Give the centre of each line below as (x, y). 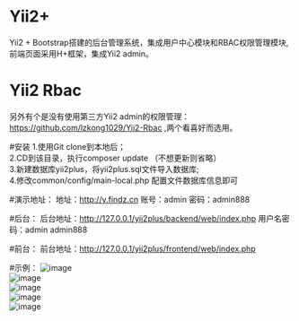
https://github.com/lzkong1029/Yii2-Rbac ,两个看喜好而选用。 (123, 127)
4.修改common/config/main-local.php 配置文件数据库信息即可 (123, 180)
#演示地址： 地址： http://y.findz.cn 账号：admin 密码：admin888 (130, 199)
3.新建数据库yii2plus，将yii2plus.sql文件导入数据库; (104, 169)
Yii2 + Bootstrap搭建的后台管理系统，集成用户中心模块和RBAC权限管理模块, (149, 42)
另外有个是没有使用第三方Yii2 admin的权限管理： (100, 116)
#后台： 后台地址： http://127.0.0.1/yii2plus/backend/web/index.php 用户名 (146, 218)
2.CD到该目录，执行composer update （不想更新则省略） (115, 158)
